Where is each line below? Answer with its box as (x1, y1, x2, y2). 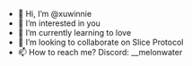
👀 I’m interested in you (17, 18, 101, 29)
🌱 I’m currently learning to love (17, 28, 132, 37)
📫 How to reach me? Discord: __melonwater (17, 47, 183, 57)
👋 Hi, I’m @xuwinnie (17, 9, 92, 19)
